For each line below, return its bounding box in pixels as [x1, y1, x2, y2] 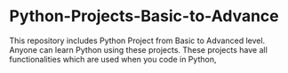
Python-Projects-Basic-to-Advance [9, 6, 280, 26]
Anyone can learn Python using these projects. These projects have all [9, 44, 268, 55]
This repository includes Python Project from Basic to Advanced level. [9, 35, 266, 46]
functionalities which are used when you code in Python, [9, 54, 217, 64]
